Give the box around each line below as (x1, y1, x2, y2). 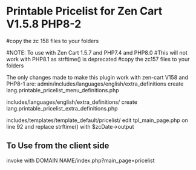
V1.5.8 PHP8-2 (6, 17, 82, 31)
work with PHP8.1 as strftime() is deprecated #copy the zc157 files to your (6, 55, 190, 63)
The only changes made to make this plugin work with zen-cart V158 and (6, 73, 189, 81)
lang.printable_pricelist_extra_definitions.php (6, 104, 118, 112)
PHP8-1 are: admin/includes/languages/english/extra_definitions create (6, 80, 184, 87)
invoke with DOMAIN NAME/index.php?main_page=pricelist (6, 157, 155, 164)
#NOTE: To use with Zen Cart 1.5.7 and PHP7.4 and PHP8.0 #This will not (6, 49, 188, 56)
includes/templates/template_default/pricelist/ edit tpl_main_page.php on (6, 117, 189, 124)
